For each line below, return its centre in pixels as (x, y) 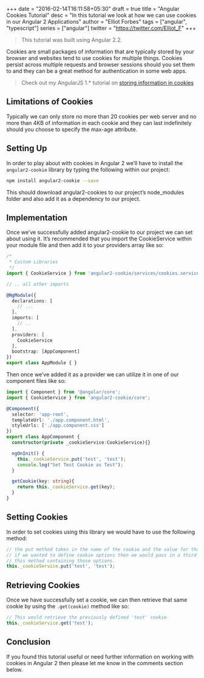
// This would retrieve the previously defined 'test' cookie (87, 618)
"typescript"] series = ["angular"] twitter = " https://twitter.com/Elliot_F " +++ (101, 28)
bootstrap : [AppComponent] (46, 351)
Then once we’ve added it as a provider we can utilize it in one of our (93, 375)
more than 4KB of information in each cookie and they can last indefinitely (99, 123)
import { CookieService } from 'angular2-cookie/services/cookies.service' (104, 273)
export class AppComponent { (43, 437)
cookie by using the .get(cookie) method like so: (68, 606)
